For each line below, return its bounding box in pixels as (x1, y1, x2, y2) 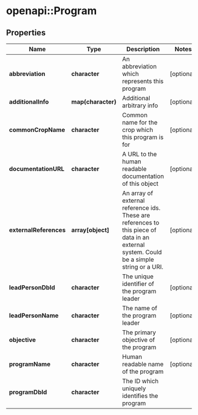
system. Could (121, 248, 162, 256)
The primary (121, 328, 156, 337)
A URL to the (121, 150, 157, 158)
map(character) (71, 98, 117, 106)
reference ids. (121, 204, 161, 212)
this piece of (121, 226, 157, 234)
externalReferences (9, 226, 66, 234)
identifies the (121, 392, 159, 400)
